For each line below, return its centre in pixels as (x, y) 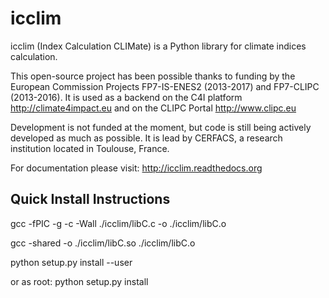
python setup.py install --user (71, 262)
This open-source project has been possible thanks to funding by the (153, 76)
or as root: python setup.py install (79, 281)
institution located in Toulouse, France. (90, 148)
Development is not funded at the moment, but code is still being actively (161, 127)
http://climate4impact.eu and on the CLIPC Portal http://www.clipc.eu (153, 108)
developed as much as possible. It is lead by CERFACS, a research (146, 138)
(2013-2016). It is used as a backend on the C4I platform (126, 97)
